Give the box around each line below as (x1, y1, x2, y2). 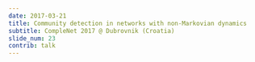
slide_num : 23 (8, 34, 56, 43)
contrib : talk (8, 42, 56, 50)
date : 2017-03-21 (8, 11, 67, 20)
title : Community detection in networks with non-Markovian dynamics (8, 19, 248, 27)
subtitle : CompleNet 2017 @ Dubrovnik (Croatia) (8, 27, 175, 35)
